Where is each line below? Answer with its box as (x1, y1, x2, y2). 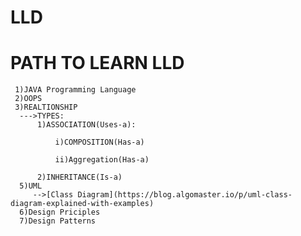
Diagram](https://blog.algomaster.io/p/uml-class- (77, 190, 293, 200)
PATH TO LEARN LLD (10, 52, 185, 75)
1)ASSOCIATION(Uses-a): (36, 120, 137, 130)
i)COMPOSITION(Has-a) (54, 137, 145, 148)
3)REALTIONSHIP (14, 102, 78, 113)
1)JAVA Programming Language (14, 85, 137, 95)
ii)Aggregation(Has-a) (54, 155, 150, 165)
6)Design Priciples (19, 207, 101, 218)
